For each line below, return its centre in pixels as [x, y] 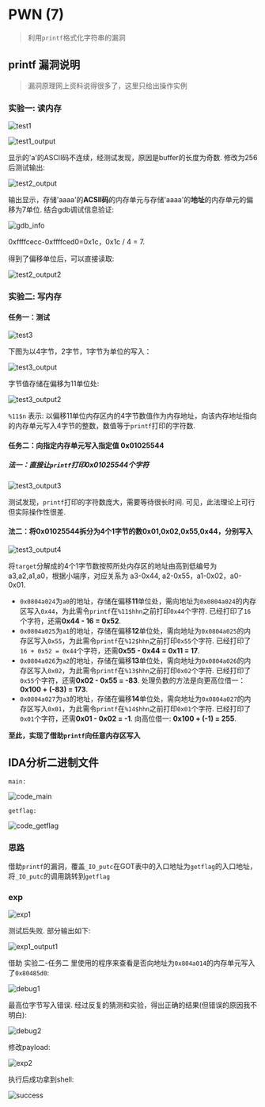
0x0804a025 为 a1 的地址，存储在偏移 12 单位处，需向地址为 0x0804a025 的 [132, 630]
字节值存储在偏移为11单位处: [54, 384]
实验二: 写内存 [35, 297]
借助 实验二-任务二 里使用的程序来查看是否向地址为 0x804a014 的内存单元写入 [132, 963]
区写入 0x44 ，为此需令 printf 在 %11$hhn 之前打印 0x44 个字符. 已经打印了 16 [135, 611]
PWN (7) [36, 15]
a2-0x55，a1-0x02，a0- [202, 576]
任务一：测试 [29, 317]
